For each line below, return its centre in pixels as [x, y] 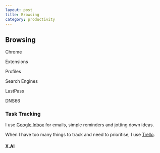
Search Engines [21, 81]
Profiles [13, 72]
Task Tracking [23, 114]
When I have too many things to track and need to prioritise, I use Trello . [80, 135]
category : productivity [30, 19]
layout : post [19, 10]
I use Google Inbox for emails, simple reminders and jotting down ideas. [80, 125]
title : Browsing [22, 15]
